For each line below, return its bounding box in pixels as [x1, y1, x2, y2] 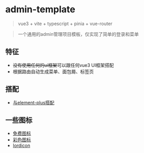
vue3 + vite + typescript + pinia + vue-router [17, 20, 113, 27]
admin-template [5, 4, 75, 15]
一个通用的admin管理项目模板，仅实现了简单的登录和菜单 [17, 31, 139, 37]
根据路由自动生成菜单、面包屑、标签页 [12, 68, 94, 75]
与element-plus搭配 [12, 99, 55, 105]
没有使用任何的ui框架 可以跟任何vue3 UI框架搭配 [12, 62, 114, 68]
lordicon [12, 142, 31, 149]
